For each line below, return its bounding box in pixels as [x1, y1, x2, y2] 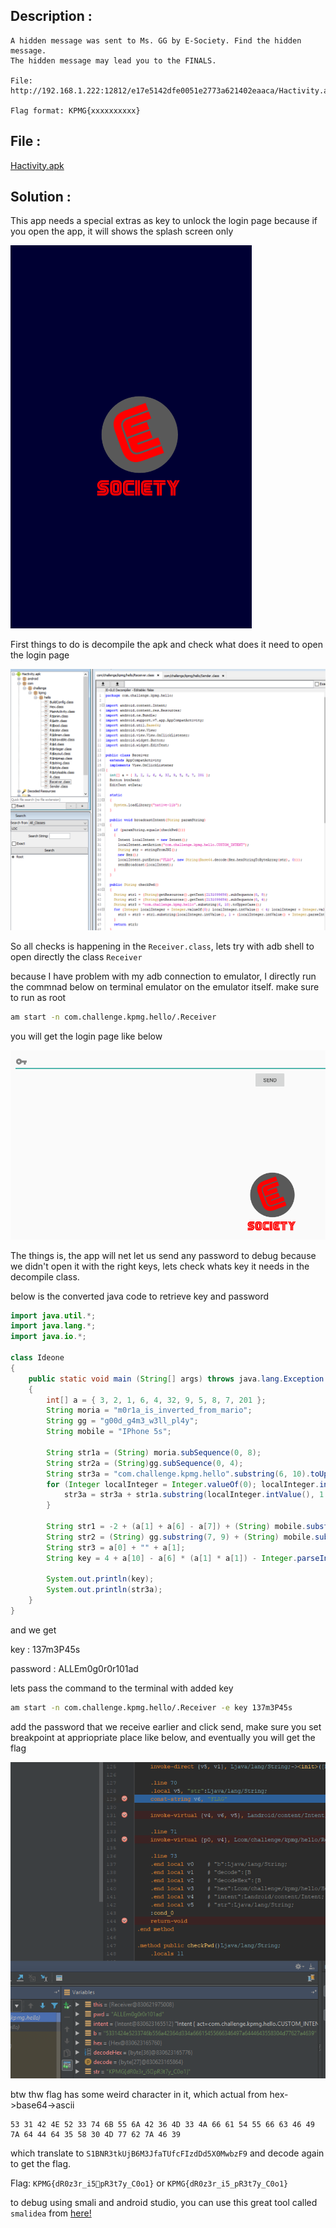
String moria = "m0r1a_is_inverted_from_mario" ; [46, 1405, 253, 1416]
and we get [10, 1624, 57, 1636]
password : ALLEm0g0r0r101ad [10, 1662, 139, 1674]
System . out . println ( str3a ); [46, 1585, 163, 1595]
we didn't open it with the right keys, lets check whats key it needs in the [10, 1260, 310, 1272]
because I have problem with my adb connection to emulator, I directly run [10, 970, 317, 982]
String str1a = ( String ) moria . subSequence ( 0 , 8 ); [46, 1447, 262, 1458]
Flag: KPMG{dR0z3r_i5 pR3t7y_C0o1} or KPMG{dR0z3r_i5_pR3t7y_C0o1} [10, 2177, 289, 2189]
